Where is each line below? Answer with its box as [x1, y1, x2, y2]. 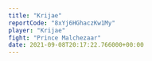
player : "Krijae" [8, 26, 66, 34]
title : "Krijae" [8, 11, 62, 20]
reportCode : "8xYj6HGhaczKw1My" [8, 19, 115, 27]
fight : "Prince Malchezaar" [8, 33, 102, 42]
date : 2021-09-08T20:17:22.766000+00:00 [8, 41, 145, 49]
